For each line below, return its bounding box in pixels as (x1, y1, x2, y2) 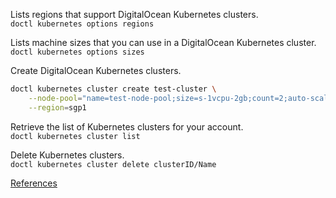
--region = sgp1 (28, 102, 87, 113)
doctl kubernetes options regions (10, 19, 155, 29)
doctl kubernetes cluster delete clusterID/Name (10, 159, 217, 169)
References (10, 177, 58, 189)
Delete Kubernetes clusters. (10, 149, 125, 161)
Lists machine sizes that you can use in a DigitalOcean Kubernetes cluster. (10, 37, 317, 48)
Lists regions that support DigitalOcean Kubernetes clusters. (10, 9, 259, 20)
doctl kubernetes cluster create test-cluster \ (10, 84, 217, 94)
